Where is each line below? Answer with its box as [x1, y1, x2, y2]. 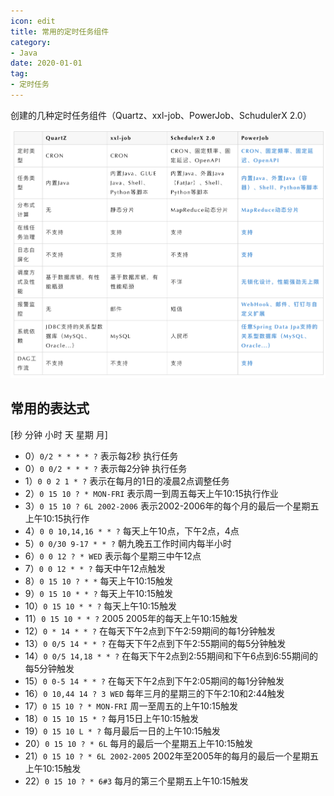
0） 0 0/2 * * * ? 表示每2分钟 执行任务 [24, 462, 188, 474]
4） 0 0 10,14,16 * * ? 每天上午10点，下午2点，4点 [24, 525, 240, 537]
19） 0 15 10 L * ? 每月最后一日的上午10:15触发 [24, 725, 221, 737]
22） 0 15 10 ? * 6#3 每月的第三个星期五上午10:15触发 [24, 775, 249, 787]
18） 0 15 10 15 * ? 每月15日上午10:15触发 [24, 712, 199, 724]
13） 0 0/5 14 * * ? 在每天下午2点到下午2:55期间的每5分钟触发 [24, 637, 287, 649]
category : [10, 37, 52, 47]
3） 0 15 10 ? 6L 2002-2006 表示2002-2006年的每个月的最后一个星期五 [24, 500, 320, 512]
